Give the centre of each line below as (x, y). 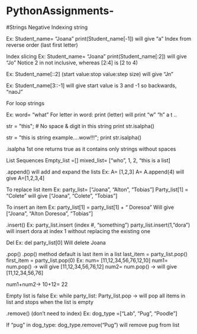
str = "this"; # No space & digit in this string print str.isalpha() (80, 126)
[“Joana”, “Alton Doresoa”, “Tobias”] (50, 213)
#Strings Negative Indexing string (47, 27)
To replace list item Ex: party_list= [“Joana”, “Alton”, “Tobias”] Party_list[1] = (97, 189)
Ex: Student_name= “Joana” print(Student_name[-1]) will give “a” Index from (99, 38)
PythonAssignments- (60, 11)
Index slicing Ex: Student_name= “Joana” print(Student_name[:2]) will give (97, 56)
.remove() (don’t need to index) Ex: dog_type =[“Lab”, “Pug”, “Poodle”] (92, 313)
